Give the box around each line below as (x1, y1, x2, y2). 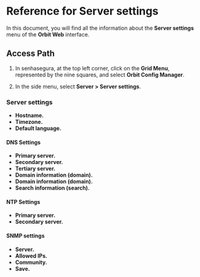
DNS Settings (6, 138, 41, 146)
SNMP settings (6, 232, 45, 239)
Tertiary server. (15, 165, 56, 173)
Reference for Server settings (6, 4, 159, 18)
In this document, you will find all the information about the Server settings (6, 24, 194, 32)
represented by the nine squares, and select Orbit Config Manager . (15, 71, 185, 78)
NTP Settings (6, 198, 41, 205)
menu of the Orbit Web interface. (6, 30, 90, 38)
